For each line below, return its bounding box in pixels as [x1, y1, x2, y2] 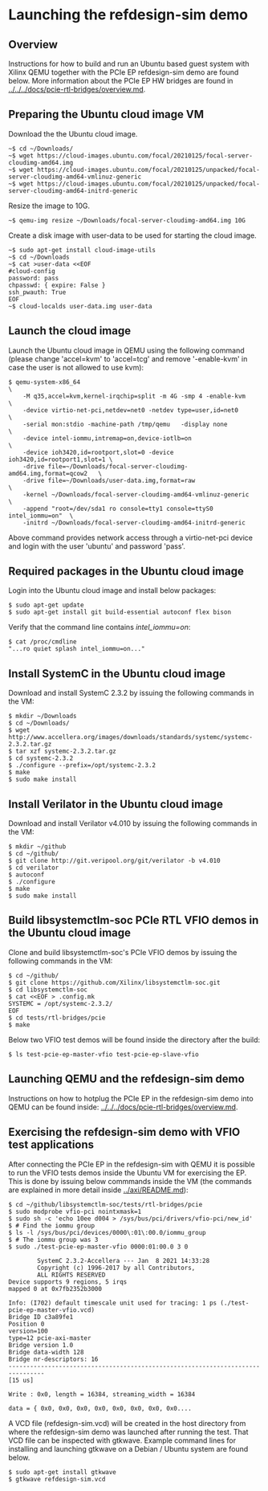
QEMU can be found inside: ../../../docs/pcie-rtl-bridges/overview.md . [8, 1102, 238, 1112]
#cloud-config [8, 267, 56, 275]
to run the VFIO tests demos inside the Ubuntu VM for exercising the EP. [8, 1167, 247, 1178]
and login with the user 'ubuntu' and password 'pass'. [8, 541, 186, 551]
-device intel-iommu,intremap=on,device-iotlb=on [22, 434, 193, 443]
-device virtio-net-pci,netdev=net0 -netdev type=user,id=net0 [22, 406, 239, 415]
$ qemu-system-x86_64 [8, 378, 81, 386]
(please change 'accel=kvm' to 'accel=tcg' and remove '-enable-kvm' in [8, 353, 248, 363]
